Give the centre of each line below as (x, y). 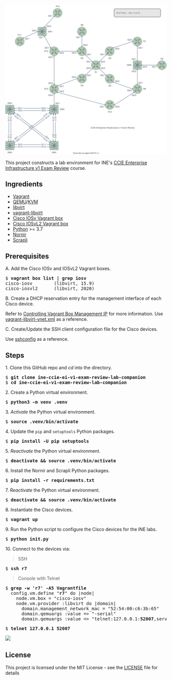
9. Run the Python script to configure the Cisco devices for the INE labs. (81, 529)
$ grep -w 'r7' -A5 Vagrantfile (46, 588)
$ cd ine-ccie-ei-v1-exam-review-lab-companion (66, 383)
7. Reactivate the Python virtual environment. (52, 490)
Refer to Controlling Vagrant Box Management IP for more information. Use (84, 314)
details (12, 673)
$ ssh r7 (16, 569)
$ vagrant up (22, 520)
